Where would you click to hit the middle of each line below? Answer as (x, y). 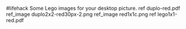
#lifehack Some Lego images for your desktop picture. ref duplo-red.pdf (93, 8)
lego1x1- (167, 14)
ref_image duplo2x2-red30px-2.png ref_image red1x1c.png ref (81, 14)
